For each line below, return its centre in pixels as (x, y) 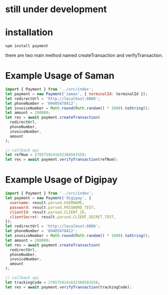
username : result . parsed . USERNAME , (47, 203)
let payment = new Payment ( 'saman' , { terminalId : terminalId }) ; (76, 94)
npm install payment (27, 46)
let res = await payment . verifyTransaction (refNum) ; (62, 160)
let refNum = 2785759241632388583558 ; (46, 155)
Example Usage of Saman (60, 76)
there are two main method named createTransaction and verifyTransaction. (84, 55)
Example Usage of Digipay (61, 180)
